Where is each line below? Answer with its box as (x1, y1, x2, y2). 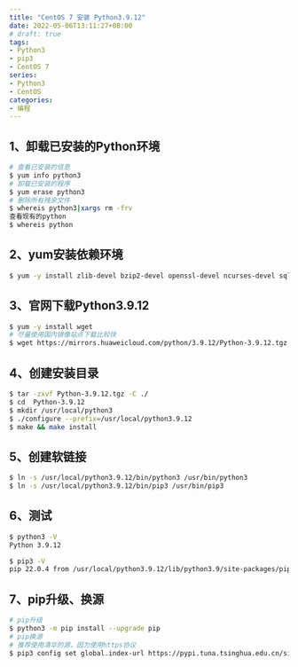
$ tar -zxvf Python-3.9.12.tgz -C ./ (9, 389, 149, 398)
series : (9, 71, 38, 80)
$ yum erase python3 (9, 187, 86, 196)
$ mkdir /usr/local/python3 (9, 405, 114, 415)
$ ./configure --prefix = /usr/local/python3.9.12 (9, 414, 192, 423)
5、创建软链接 (9, 449, 87, 464)
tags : (9, 37, 29, 47)
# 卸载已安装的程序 (9, 179, 71, 188)
